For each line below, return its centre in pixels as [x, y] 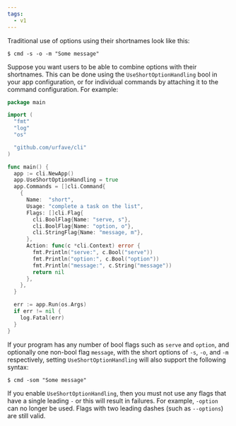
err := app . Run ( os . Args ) [50, 305]
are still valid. [26, 415]
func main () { [28, 167]
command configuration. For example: [63, 89]
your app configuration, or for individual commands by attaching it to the [113, 81]
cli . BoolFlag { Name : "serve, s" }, [82, 219]
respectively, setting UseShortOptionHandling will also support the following [117, 359]
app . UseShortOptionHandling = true [66, 180]
